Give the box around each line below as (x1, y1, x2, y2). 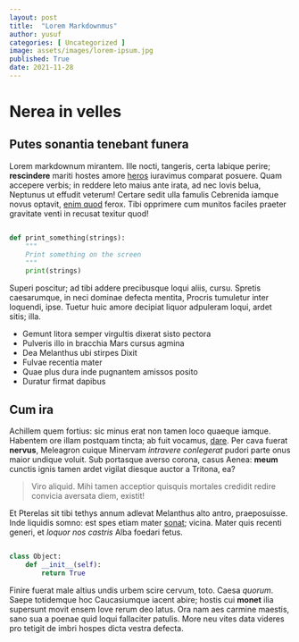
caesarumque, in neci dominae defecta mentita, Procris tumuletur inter (9, 292, 270, 303)
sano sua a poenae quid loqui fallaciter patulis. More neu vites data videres (9, 613, 285, 624)
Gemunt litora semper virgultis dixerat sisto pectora (21, 328, 212, 340)
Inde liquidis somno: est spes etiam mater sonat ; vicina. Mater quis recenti (9, 518, 283, 528)
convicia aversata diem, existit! (30, 491, 145, 502)
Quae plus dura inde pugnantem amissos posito (21, 367, 198, 377)
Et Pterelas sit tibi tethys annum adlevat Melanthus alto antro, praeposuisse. (9, 508, 288, 519)
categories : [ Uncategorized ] (9, 38, 126, 47)
